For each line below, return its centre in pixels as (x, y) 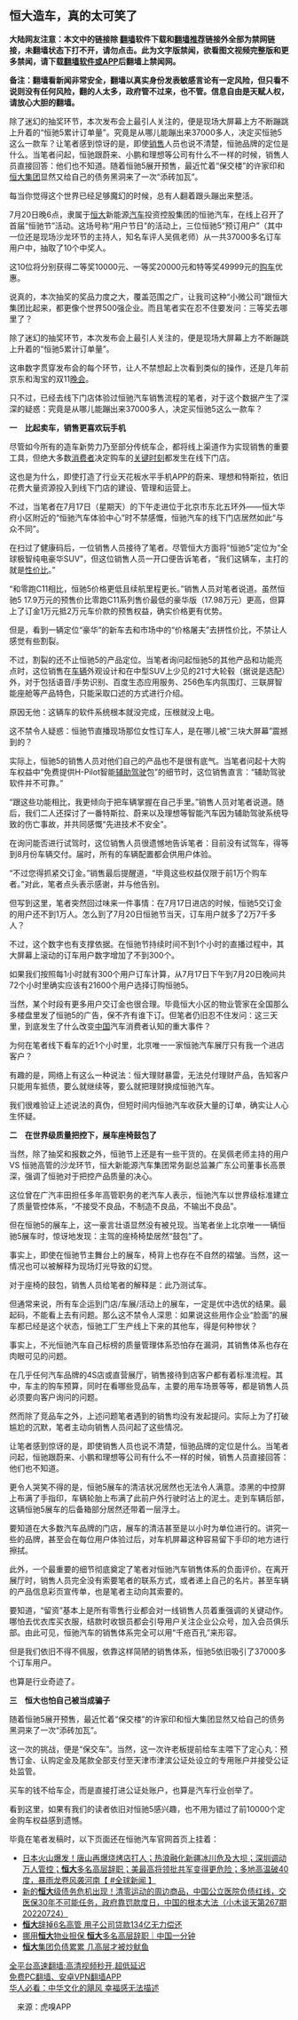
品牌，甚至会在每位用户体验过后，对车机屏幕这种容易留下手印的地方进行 (157, 1539)
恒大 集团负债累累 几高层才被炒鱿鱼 (85, 1946)
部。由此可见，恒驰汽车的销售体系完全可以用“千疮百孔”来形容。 (125, 1632)
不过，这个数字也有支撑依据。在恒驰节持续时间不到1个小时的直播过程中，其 (147, 943)
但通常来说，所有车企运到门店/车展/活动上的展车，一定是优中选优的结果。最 (148, 1303)
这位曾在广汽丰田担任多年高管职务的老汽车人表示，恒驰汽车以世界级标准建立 (149, 1195)
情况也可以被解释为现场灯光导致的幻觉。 (83, 1266)
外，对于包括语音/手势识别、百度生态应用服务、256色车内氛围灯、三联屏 (142, 681)
